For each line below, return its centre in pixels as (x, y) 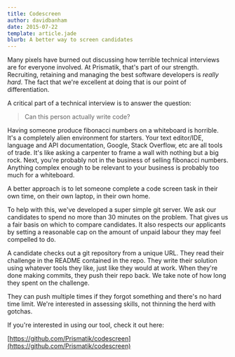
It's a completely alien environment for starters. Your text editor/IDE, (106, 138)
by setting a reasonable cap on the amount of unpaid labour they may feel (114, 232)
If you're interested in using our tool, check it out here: (86, 325)
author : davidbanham (38, 20)
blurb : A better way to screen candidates (70, 40)
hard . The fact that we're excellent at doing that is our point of (97, 82)
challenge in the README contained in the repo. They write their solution (112, 261)
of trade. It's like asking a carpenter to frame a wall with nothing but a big (113, 153)
